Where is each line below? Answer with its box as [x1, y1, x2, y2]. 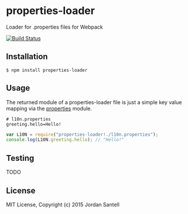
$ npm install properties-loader [6, 67, 88, 73]
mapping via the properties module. [6, 105, 93, 112]
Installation [6, 51, 48, 62]
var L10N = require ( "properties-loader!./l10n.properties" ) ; [6, 132, 159, 137]
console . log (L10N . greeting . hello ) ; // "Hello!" [6, 137, 125, 143]
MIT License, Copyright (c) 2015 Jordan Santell [6, 201, 120, 208]
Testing [6, 153, 35, 163]
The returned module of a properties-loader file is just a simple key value [6, 98, 182, 106]
